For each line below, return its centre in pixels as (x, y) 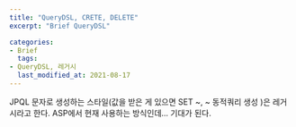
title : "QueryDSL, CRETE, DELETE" (74, 17)
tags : (28, 59)
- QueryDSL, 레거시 (43, 67)
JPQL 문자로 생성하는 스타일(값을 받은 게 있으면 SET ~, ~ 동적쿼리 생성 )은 (140, 102)
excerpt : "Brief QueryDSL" (60, 26)
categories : (31, 42)
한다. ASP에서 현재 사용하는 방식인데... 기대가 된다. (122, 113)
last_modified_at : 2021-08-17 (74, 76)
